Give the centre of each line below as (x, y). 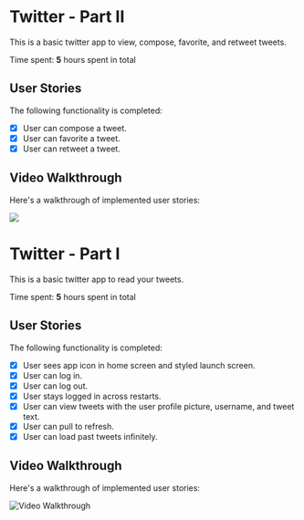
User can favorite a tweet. (71, 138)
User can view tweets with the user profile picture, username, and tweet (158, 406)
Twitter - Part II (67, 17)
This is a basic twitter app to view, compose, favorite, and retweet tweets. (148, 42)
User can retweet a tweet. (71, 149)
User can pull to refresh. (68, 426)
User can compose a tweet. (75, 128)
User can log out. (55, 386)
